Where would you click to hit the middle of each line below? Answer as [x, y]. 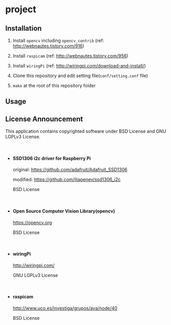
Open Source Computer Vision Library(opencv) [64, 211]
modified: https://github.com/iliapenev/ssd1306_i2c [67, 179]
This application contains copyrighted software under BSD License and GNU [86, 131]
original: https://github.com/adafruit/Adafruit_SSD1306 [70, 170]
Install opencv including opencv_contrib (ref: [58, 40]
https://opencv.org [32, 222]
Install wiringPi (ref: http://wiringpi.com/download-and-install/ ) [79, 66]
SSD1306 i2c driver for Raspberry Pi [52, 158]
